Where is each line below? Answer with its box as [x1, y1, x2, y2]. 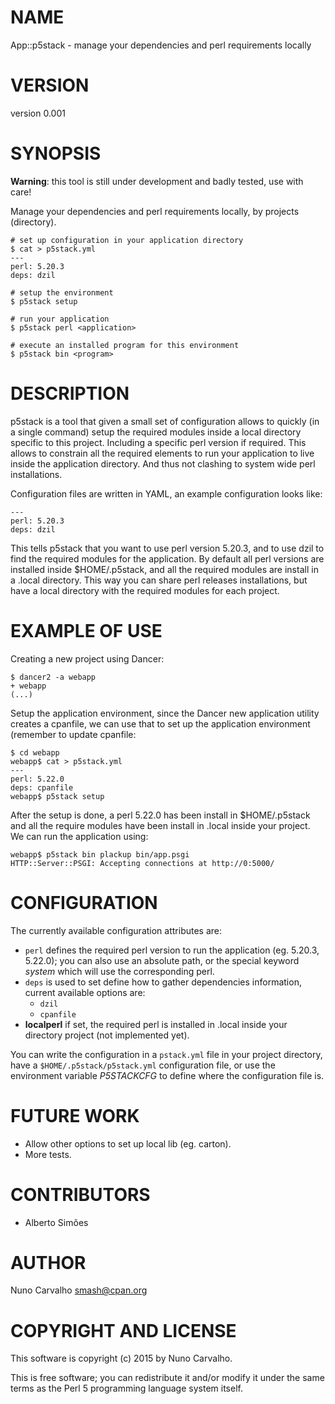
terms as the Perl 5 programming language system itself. [10, 1382, 243, 1395]
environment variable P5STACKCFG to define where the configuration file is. [10, 1069, 325, 1081]
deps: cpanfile [10, 782, 74, 793]
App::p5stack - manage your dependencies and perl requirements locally [10, 39, 312, 51]
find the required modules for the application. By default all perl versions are [10, 552, 325, 565]
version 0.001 [10, 107, 66, 119]
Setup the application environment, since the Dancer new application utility [10, 707, 320, 719]
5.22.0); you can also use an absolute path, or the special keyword [24, 954, 300, 966]
